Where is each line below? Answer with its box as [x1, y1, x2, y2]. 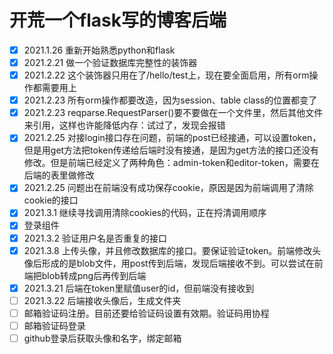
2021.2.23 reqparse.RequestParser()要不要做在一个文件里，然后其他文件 [23, 107, 324, 119]
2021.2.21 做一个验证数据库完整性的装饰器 [23, 57, 198, 68]
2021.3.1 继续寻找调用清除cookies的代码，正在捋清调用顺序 [23, 207, 267, 219]
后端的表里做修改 [23, 169, 95, 181]
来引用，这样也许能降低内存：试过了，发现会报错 [23, 119, 226, 131]
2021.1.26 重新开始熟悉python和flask [23, 44, 176, 56]
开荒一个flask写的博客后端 [9, 9, 227, 32]
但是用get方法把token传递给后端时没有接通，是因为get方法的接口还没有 [23, 144, 320, 156]
